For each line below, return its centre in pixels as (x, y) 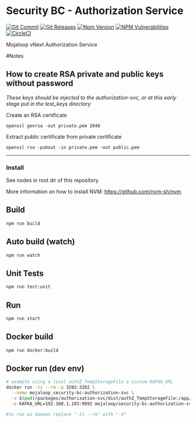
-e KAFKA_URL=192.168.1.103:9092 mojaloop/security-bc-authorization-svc (103, 404)
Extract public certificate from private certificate (64, 136)
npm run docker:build (32, 350)
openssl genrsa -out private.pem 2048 (53, 126)
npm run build (23, 223)
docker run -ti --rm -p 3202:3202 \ (50, 387)
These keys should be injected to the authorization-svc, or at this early (91, 97)
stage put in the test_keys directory (48, 104)
